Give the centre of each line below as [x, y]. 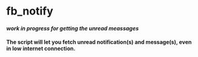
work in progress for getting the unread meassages [73, 28]
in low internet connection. [41, 49]
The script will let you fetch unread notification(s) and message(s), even [99, 42]
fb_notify [30, 11]
